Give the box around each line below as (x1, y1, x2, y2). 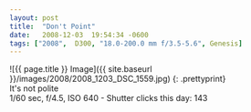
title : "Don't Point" (9, 22, 96, 31)
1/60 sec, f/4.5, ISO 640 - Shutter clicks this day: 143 (9, 93, 208, 104)
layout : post (9, 13, 59, 23)
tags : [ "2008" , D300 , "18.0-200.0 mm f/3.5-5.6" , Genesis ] (9, 38, 244, 48)
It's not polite (9, 83, 59, 94)
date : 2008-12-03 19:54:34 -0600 (9, 30, 149, 39)
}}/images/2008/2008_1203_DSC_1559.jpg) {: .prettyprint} (9, 74, 226, 85)
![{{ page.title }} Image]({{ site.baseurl (9, 64, 152, 75)
